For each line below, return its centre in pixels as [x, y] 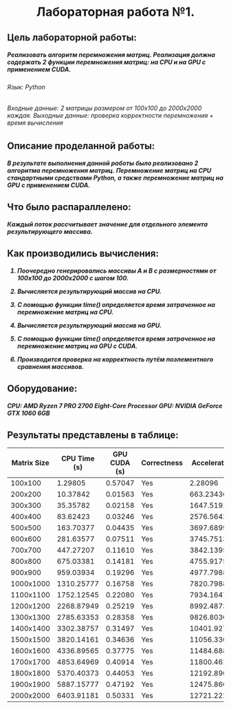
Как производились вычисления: [83, 253]
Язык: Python [26, 87]
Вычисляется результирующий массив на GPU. [89, 326]
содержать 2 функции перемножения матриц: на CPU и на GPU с [107, 62]
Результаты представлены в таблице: [93, 435]
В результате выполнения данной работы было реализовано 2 [103, 163]
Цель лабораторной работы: [72, 38]
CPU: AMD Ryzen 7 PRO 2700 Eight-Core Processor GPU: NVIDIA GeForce [115, 406]
